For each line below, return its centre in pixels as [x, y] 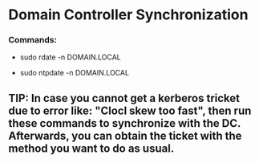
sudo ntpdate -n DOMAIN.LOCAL [75, 73]
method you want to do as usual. [91, 148]
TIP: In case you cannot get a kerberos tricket [124, 98]
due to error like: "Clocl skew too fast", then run [130, 110]
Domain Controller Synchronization [128, 15]
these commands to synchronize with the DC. [125, 123]
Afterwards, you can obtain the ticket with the [125, 135]
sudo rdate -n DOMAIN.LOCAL [71, 57]
